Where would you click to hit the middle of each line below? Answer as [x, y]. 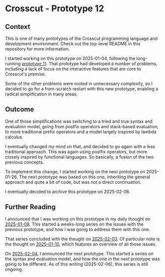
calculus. [14, 137]
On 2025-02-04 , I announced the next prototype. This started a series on [79, 253]
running [13, 64]
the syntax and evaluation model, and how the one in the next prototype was [82, 259]
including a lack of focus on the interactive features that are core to [73, 69]
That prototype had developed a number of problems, [103, 64]
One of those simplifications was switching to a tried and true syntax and [79, 121]
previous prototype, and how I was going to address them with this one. [78, 229]
